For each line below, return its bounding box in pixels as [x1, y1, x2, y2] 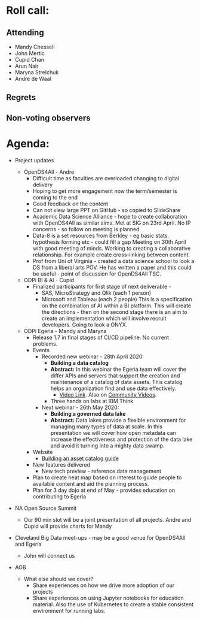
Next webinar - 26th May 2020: [41, 404, 119, 411]
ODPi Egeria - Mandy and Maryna [23, 327, 107, 334]
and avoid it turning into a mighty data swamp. [50, 441, 165, 449]
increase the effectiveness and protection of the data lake [50, 435, 193, 443]
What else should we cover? [23, 575, 94, 582]
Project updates [14, 156, 54, 164]
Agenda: [6, 137, 50, 150]
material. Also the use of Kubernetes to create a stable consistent [32, 600, 194, 608]
